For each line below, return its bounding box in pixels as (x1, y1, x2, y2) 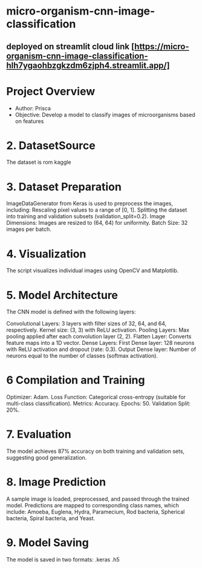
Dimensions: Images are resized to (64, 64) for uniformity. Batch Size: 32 (6, 219, 188, 227)
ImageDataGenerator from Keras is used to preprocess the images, (6, 200, 174, 207)
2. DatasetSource (6, 138, 96, 152)
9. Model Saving (6, 536, 89, 550)
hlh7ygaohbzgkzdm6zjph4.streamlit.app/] (6, 60, 171, 70)
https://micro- (134, 41, 189, 52)
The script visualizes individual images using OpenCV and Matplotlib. (6, 267, 179, 274)
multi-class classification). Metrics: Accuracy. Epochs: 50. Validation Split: (6, 400, 191, 407)
